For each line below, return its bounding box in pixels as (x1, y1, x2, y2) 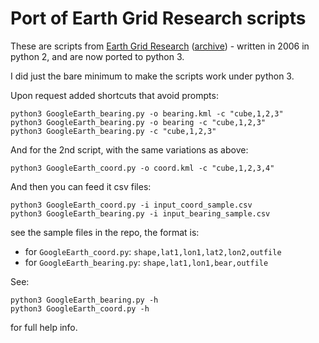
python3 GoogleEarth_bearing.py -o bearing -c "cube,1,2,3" (10, 117, 267, 127)
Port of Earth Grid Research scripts (10, 7, 307, 30)
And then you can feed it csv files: (10, 180, 152, 192)
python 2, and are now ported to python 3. (10, 50, 185, 62)
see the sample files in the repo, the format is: (10, 226, 200, 238)
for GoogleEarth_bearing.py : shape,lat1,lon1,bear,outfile (24, 256, 269, 268)
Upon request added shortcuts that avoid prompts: (10, 89, 219, 101)
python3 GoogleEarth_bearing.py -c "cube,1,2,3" (10, 126, 217, 136)
